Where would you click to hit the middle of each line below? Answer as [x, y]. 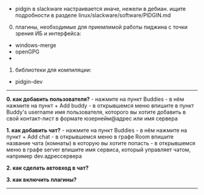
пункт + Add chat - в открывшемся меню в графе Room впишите [90, 137]
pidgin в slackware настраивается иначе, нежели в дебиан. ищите [100, 9]
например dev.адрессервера [44, 156]
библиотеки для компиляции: [53, 70]
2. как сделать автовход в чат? [48, 168]
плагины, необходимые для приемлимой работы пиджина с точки [101, 27]
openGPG [27, 52]
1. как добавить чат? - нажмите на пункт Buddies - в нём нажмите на [97, 130]
